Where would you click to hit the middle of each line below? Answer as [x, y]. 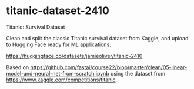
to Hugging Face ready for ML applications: [59, 44]
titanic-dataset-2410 [58, 11]
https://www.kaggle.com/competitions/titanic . [62, 80]
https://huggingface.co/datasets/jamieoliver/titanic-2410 [74, 56]
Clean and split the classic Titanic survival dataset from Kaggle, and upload [97, 38]
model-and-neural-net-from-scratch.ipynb [58, 73]
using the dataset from [138, 73]
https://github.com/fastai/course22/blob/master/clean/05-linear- [109, 67]
